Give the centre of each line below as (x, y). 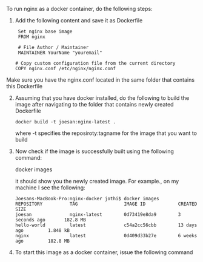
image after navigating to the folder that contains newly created (94, 104)
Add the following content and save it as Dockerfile (79, 20)
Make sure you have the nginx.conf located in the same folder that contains (101, 80)
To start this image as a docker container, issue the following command (104, 252)
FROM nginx (32, 37)
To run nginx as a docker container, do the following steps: (79, 9)
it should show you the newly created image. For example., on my (97, 181)
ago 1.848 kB (42, 231)
